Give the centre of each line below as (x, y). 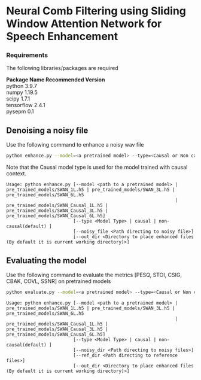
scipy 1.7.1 (18, 99)
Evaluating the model (46, 261)
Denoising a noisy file (47, 130)
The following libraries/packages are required (62, 68)
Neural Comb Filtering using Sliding (96, 11)
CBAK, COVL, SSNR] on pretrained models (59, 281)
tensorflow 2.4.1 (26, 105)
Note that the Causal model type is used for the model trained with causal (97, 167)
